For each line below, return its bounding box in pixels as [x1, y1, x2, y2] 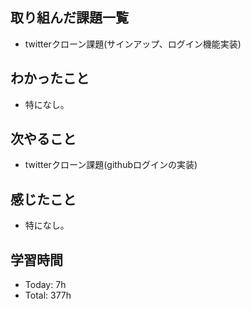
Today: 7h [24, 279, 67, 291]
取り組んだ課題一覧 [10, 9, 129, 27]
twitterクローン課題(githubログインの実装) [24, 159, 198, 171]
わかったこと [10, 70, 90, 87]
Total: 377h [24, 289, 72, 302]
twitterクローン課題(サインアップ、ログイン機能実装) [24, 38, 242, 50]
